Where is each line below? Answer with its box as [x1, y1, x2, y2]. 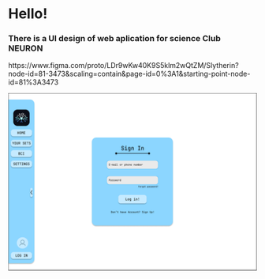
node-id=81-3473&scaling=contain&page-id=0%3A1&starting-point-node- [8, 69, 251, 79]
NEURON [8, 43, 43, 54]
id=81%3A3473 [8, 77, 59, 87]
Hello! [8, 5, 48, 23]
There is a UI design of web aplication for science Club [8, 33, 221, 44]
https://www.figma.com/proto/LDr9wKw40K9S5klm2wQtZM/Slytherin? [8, 61, 239, 70]
